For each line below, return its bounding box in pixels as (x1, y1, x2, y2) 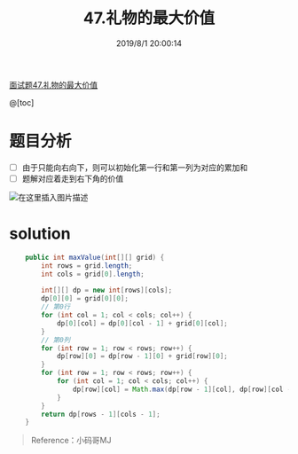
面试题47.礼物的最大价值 (9, 79, 98, 90)
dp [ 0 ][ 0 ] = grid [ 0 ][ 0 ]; (41, 294, 129, 303)
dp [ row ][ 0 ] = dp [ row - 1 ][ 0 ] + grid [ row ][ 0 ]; (56, 352, 229, 361)
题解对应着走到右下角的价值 (21, 173, 124, 184)
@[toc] (9, 97, 35, 107)
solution (9, 223, 71, 244)
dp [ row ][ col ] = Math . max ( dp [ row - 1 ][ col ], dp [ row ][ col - (72, 385, 292, 394)
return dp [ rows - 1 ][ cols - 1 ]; (41, 410, 161, 419)
